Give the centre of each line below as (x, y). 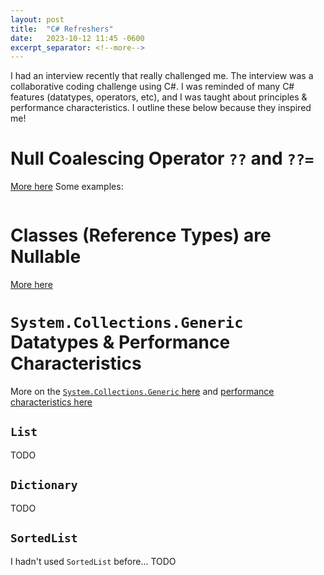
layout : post (37, 19)
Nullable (46, 257)
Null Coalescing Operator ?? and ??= (162, 158)
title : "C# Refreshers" (62, 29)
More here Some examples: (67, 187)
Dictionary (44, 485)
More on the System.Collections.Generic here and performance (142, 392)
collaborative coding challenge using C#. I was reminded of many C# (152, 87)
